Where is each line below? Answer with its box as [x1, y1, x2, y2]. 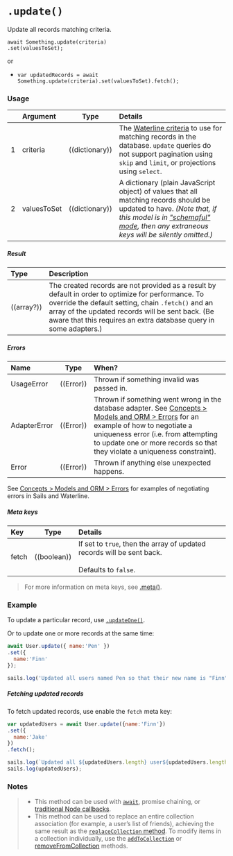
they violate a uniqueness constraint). [93, 447, 216, 456]
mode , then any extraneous [119, 221, 209, 231]
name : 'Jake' [13, 733, 49, 740]
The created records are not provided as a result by [49, 281, 216, 291]
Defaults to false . [78, 565, 136, 575]
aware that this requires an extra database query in [49, 316, 215, 325]
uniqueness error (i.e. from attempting [93, 429, 218, 439]
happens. [93, 467, 125, 477]
